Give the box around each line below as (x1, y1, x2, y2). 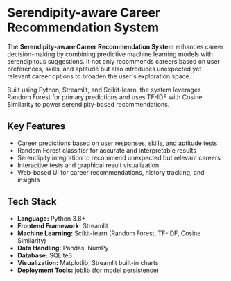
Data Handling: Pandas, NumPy (17, 244, 109, 252)
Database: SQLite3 (17, 251, 73, 259)
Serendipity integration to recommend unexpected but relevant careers (17, 153, 221, 162)
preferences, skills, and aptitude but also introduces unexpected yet (7, 65, 202, 73)
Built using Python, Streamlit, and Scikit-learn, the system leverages (7, 85, 201, 94)
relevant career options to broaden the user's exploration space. (7, 71, 191, 80)
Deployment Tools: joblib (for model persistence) (17, 266, 160, 274)
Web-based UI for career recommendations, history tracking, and (17, 168, 205, 176)
